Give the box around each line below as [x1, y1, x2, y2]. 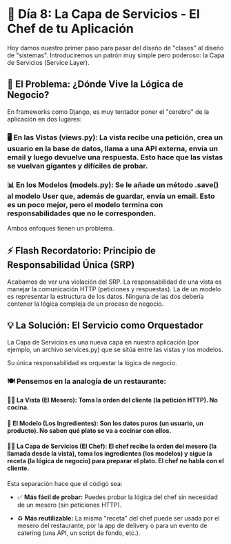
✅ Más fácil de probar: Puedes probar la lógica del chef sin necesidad [17, 493, 219, 501]
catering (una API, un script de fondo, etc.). [17, 528, 141, 537]
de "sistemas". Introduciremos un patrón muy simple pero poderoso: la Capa [7, 51, 225, 59]
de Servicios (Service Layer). [7, 58, 90, 66]
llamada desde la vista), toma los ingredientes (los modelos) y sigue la [7, 449, 212, 458]
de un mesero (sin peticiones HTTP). [17, 501, 122, 509]
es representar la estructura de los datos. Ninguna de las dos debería [7, 292, 205, 300]
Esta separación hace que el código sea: [7, 479, 123, 487]
